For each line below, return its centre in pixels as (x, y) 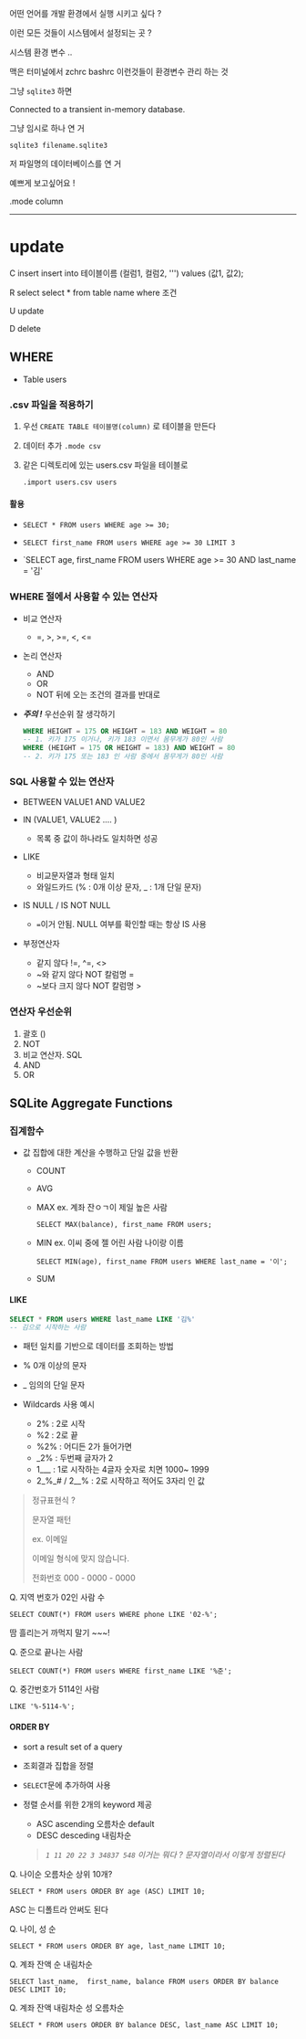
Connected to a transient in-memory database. (97, 109)
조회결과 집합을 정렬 (58, 1766)
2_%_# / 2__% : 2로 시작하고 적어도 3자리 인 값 (120, 1481)
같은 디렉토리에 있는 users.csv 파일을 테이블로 (105, 465)
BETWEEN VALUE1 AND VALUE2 (84, 802)
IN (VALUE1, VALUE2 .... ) (70, 819)
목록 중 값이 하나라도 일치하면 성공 (97, 839)
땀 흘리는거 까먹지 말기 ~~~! (60, 1632)
